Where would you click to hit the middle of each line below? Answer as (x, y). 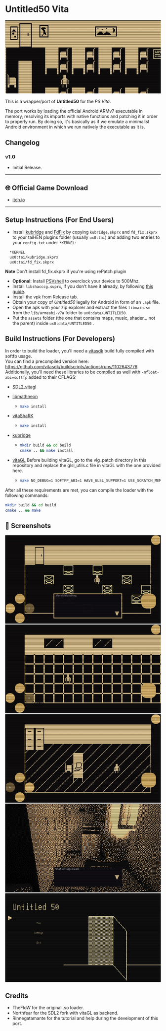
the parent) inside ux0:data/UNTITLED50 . (53, 323)
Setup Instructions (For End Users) (60, 220)
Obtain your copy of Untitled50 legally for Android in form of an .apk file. (86, 302)
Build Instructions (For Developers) (60, 339)
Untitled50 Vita (37, 9)
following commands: (27, 495)
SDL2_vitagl (24, 387)
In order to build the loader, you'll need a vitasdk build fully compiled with (80, 350)
